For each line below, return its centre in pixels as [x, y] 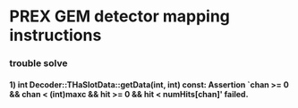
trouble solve [38, 63]
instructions [55, 35]
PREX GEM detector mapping [120, 17]
